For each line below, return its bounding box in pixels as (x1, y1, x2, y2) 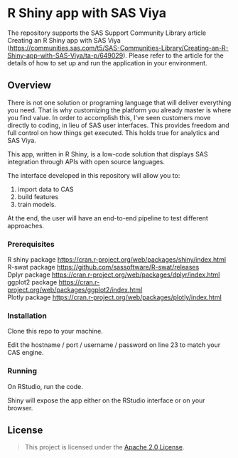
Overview (7, 80, 52, 92)
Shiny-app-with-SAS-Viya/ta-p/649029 (7, 51, 124, 60)
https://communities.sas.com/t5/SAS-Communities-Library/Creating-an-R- (9, 43, 229, 52)
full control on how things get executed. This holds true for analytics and (7, 128, 220, 137)
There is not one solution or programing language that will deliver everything (7, 98, 232, 107)
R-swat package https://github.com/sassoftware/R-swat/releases (7, 263, 200, 272)
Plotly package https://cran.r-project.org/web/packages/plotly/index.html (7, 293, 222, 302)
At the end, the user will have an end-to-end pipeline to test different (7, 213, 208, 222)
